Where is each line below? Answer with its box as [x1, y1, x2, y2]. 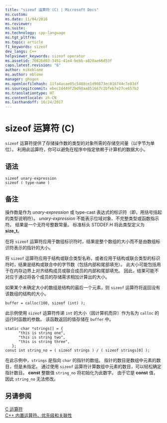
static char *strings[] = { [5, 326, 64, 331]
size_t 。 [5, 227, 22, 234]
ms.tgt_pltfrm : [5, 35, 37, 40]
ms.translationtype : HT [5, 91, 55, 96]
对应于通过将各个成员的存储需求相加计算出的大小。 [5, 274, 110, 280]
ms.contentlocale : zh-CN [5, 95, 57, 100]
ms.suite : [5, 26, 26, 31]
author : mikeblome [5, 68, 43, 73]
